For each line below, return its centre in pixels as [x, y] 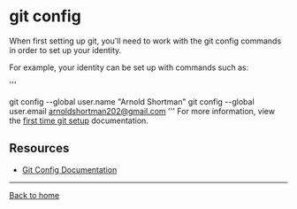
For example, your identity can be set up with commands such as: [129, 67]
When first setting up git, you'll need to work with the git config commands [145, 41]
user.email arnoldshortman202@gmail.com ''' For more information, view [142, 111]
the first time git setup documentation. [79, 120]
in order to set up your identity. [65, 50]
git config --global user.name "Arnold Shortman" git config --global [132, 101]
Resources [39, 148]
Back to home [34, 195]
